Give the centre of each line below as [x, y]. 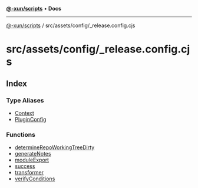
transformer [29, 173]
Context [24, 113]
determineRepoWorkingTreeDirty [55, 147]
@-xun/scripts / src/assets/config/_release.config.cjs [71, 25]
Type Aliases [25, 100]
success [25, 166]
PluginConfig [30, 119]
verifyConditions [35, 179]
